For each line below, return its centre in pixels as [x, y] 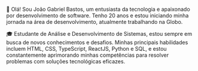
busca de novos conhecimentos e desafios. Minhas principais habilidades [97, 42]
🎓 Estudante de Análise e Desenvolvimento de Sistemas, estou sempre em [99, 34]
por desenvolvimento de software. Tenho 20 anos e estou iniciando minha [98, 16]
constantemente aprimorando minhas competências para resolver [88, 55]
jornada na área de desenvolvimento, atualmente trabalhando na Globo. [95, 22]
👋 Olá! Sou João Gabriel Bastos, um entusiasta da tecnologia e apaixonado [98, 9]
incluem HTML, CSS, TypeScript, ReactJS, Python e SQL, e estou [86, 49]
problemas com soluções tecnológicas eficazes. [66, 61]
